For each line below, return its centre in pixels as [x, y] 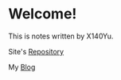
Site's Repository [36, 51]
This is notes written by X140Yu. [61, 36]
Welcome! [43, 14]
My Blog [22, 67]
